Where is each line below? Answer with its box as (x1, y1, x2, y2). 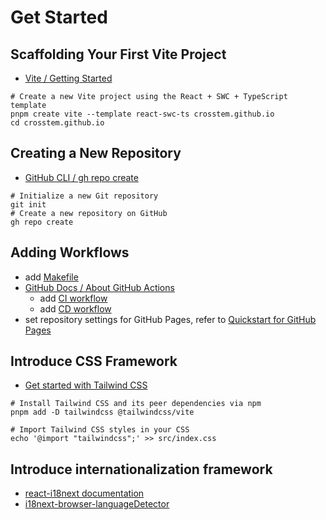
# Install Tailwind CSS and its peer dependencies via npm (10, 399, 262, 409)
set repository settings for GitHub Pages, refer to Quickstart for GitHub (24, 313, 317, 325)
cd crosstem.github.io (10, 118, 105, 128)
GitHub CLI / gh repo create (24, 171, 139, 183)
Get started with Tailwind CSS (24, 379, 148, 391)
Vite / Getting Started (24, 72, 113, 84)
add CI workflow (39, 292, 108, 304)
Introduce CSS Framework (10, 353, 178, 370)
